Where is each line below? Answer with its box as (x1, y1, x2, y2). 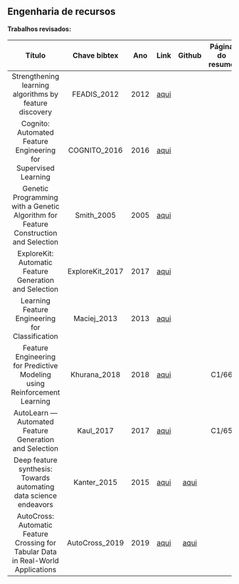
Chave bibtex (72, 50, 119, 60)
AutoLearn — (13, 407, 58, 417)
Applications (14, 564, 57, 574)
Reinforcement (11, 387, 60, 397)
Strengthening (11, 71, 60, 81)
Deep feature (14, 455, 58, 465)
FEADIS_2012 (72, 89, 119, 99)
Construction (14, 228, 58, 238)
